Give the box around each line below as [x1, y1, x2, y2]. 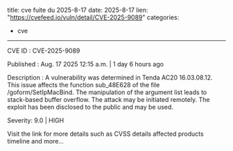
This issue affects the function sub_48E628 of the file [7, 81, 160, 89]
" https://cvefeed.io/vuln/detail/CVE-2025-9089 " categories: [7, 13, 180, 21]
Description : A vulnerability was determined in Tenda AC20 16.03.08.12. [7, 73, 213, 82]
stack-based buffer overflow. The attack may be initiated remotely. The [7, 96, 210, 103]
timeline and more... [7, 137, 64, 145]
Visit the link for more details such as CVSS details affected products [7, 130, 204, 138]
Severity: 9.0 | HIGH [7, 116, 64, 124]
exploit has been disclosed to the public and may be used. [7, 103, 173, 111]
